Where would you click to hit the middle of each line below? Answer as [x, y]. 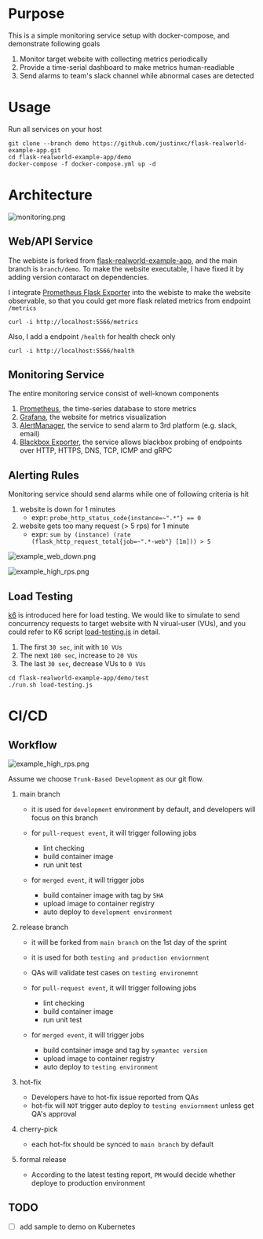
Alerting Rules [44, 475]
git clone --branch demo [49, 143]
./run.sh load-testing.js [50, 685]
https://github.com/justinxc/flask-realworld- [170, 143]
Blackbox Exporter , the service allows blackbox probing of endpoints [131, 442]
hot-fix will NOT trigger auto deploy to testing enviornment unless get [142, 1106]
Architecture [50, 195]
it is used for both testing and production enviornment [121, 957]
